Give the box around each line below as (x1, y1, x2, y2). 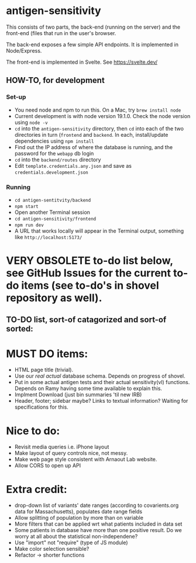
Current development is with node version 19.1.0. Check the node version (14, 112, 191, 119)
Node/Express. (6, 47, 42, 54)
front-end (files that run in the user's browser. (6, 29, 116, 36)
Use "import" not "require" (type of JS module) (14, 539, 128, 546)
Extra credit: (6, 482, 67, 496)
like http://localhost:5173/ (14, 233, 82, 240)
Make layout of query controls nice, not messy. (14, 450, 128, 457)
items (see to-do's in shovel (21, 279, 159, 292)
